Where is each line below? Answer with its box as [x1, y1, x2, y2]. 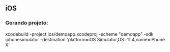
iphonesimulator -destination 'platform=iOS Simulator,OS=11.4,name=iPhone [5, 36, 165, 42]
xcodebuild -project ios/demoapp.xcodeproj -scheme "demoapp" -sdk [5, 31, 154, 37]
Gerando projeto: [5, 19, 48, 27]
